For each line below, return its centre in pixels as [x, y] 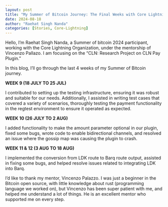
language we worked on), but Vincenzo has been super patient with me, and [84, 189]
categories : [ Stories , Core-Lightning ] [47, 28]
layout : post [19, 10]
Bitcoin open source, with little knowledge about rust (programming [74, 184]
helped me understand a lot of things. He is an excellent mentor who [75, 194]
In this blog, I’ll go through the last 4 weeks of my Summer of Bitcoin [75, 68]
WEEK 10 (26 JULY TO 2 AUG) [37, 118]
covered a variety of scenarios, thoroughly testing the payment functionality [83, 103]
